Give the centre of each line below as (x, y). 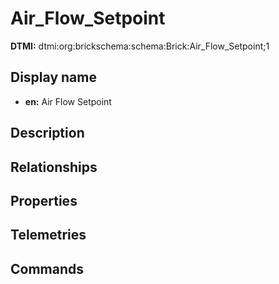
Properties (44, 200)
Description (47, 133)
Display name (53, 77)
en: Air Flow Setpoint (68, 101)
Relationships (54, 167)
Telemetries (48, 235)
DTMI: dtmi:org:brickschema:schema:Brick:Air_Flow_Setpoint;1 (140, 46)
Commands (47, 268)
